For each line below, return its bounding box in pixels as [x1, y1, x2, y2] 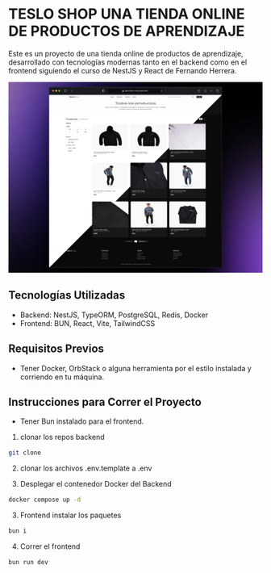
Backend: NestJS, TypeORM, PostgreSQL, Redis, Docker [19, 310, 208, 320]
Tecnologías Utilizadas [8, 288, 126, 303]
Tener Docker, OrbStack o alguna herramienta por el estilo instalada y [19, 363, 252, 373]
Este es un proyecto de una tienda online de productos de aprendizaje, [8, 48, 244, 58]
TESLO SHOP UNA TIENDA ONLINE [8, 5, 245, 23]
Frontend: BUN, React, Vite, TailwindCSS [19, 318, 156, 328]
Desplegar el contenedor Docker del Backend [19, 479, 172, 489]
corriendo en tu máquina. [19, 372, 105, 382]
